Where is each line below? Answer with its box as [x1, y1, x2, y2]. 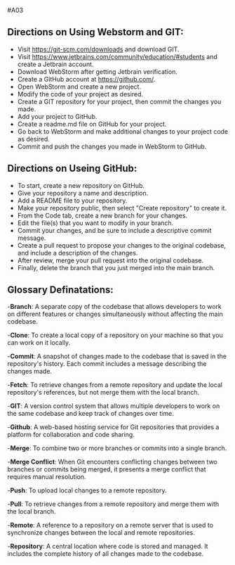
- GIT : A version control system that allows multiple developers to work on [7, 402, 220, 410]
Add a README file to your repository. [17, 196, 128, 205]
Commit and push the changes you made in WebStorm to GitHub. [17, 142, 207, 151]
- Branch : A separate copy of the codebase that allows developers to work [7, 303, 222, 311]
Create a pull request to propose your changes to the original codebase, [17, 241, 227, 249]
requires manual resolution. [7, 473, 86, 481]
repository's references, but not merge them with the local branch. [7, 388, 200, 397]
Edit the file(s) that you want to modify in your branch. [17, 218, 174, 227]
